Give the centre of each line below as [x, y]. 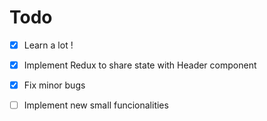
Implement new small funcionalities [96, 105]
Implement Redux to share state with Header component [140, 65]
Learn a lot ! [48, 45]
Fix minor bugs [54, 85]
